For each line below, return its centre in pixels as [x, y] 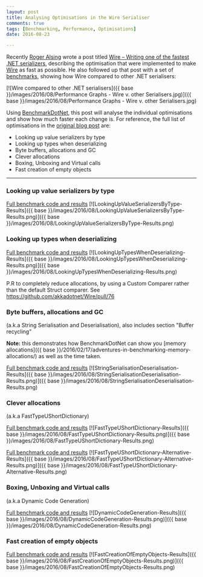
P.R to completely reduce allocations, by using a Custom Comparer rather [98, 283]
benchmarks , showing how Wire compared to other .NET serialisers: [91, 76]
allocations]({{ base [31, 350]
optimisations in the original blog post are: [58, 125]
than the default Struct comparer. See [53, 290]
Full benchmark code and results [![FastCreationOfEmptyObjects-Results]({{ [101, 554]
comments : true [25, 23]
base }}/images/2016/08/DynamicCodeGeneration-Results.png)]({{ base [97, 519]
